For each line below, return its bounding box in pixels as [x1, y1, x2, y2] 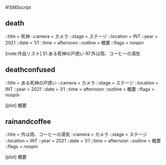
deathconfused [5, 66, 56, 74]
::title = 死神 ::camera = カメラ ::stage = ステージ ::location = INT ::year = [5, 33, 158, 39]
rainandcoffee [5, 117, 51, 126]
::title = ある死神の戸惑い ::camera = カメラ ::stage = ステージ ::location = [5, 79, 159, 86]
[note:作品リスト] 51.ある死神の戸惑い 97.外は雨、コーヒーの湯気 [5, 50, 141, 57]
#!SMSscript [5, 5, 32, 10]
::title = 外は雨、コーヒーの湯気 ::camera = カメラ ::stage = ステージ [5, 131, 148, 137]
